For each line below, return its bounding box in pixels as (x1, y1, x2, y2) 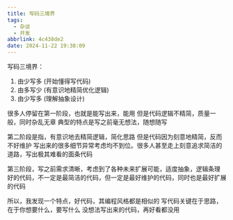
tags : (7, 17, 23, 24)
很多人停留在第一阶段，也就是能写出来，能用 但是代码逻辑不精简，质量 (7, 109, 210, 117)
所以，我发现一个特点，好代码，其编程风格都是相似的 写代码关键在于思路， (7, 197, 223, 205)
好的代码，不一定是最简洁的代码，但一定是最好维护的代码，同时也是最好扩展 (7, 174, 227, 181)
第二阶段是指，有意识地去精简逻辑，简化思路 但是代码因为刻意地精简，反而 (7, 133, 223, 141)
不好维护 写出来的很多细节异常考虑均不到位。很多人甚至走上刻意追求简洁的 (7, 142, 223, 149)
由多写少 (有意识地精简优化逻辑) (17, 86, 109, 94)
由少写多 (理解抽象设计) (17, 94, 85, 103)
